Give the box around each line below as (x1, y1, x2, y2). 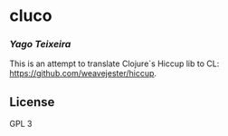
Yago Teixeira (9, 38, 71, 51)
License (9, 94, 55, 110)
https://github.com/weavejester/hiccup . (9, 68, 157, 79)
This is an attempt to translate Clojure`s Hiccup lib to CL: (9, 58, 220, 69)
